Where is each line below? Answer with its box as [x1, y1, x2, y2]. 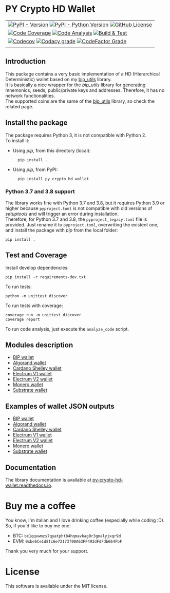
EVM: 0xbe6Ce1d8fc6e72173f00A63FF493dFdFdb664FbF [12, 538, 122, 544]
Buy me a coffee [5, 500, 76, 512]
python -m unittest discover [5, 293, 68, 298]
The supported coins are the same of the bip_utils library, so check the [5, 98, 155, 104]
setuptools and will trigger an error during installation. [5, 211, 119, 217]
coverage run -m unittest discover [5, 312, 82, 317]
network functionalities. [5, 92, 55, 99]
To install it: [5, 137, 30, 144]
